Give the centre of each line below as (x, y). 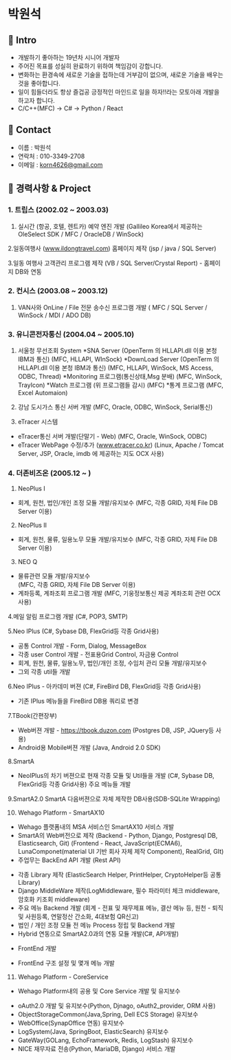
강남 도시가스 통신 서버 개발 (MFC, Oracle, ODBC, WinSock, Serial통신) (115, 407)
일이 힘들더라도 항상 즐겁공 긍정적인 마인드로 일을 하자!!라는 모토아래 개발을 (119, 92)
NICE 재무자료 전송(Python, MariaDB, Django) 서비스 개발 (97, 1049)
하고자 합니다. (36, 100)
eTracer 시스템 (38, 422)
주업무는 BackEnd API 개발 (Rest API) (69, 860)
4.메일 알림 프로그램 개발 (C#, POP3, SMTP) (68, 617)
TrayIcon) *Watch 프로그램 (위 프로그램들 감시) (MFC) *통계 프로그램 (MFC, (121, 385)
